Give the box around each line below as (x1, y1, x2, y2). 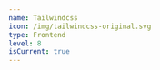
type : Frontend (8, 30, 66, 39)
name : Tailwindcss (8, 13, 78, 23)
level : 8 (8, 38, 42, 48)
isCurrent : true (8, 47, 70, 56)
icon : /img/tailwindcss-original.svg (8, 22, 152, 31)
